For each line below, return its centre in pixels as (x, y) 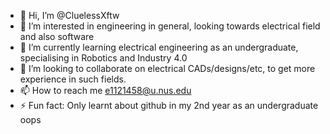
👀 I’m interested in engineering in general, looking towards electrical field (170, 26)
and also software (57, 36)
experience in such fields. (73, 79)
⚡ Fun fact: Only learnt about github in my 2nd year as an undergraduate (169, 105)
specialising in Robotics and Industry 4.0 (103, 58)
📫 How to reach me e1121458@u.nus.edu (105, 90)
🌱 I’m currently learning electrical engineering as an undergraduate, (159, 47)
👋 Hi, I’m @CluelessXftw (69, 15)
